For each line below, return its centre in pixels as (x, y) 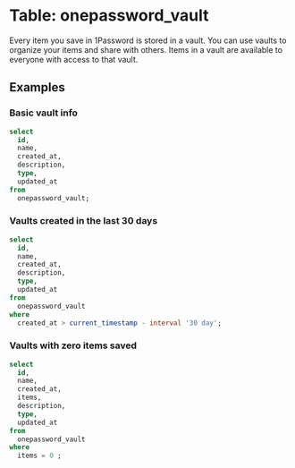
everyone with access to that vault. (74, 59)
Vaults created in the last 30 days (84, 221)
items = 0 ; (40, 456)
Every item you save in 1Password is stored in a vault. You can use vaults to (148, 40)
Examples (37, 87)
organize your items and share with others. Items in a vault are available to (146, 49)
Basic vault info (44, 113)
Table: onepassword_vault (109, 16)
